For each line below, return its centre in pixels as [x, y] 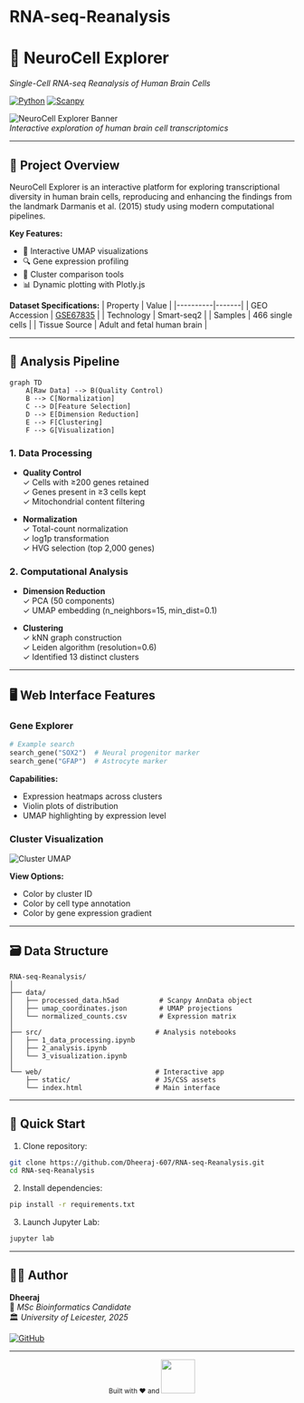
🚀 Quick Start [47, 1124]
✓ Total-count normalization [75, 529]
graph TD [26, 383]
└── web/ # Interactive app [117, 1072]
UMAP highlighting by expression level [94, 815]
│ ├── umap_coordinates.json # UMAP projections [121, 1008]
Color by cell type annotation [76, 903]
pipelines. [28, 216]
